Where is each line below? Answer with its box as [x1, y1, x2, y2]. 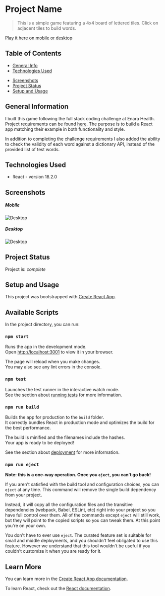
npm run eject [5, 461, 39, 467]
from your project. [5, 492, 42, 498]
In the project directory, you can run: [5, 322, 80, 328]
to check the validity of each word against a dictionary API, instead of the [5, 141, 155, 147]
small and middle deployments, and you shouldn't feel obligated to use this [5, 538, 158, 544]
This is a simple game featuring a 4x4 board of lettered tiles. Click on [17, 20, 159, 26]
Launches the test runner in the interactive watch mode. [5, 386, 120, 392]
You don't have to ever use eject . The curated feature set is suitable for [5, 532, 152, 538]
